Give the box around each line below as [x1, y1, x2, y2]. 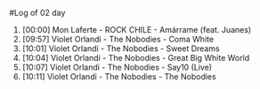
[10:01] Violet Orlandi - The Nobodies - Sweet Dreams [21, 43, 220, 54]
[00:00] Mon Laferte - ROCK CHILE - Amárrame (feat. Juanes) [21, 25, 252, 34]
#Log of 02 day [9, 8, 66, 18]
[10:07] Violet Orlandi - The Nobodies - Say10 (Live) [21, 62, 212, 72]
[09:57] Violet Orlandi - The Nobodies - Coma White [21, 34, 215, 44]
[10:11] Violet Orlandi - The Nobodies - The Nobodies [21, 71, 216, 82]
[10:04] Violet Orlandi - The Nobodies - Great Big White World [21, 53, 250, 63]
